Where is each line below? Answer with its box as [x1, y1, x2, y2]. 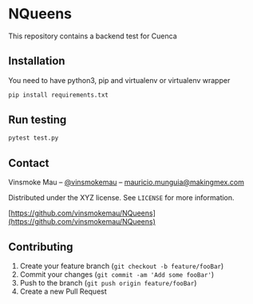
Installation [8, 54, 65, 68]
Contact [8, 156, 49, 170]
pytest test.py [8, 134, 59, 142]
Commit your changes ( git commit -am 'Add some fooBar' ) [19, 269, 215, 279]
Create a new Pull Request [19, 286, 108, 296]
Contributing [8, 240, 73, 254]
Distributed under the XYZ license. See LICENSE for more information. [8, 193, 235, 203]
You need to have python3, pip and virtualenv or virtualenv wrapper [8, 75, 231, 85]
